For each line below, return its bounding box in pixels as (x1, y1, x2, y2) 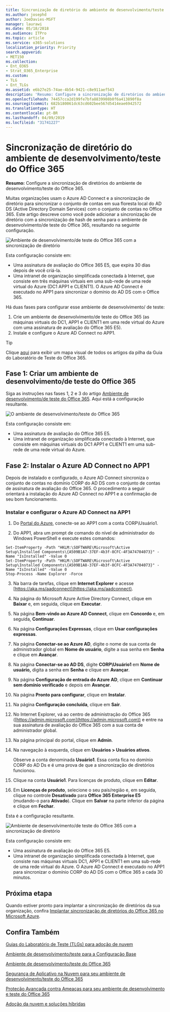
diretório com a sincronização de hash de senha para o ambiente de (6, 217, 148, 223)
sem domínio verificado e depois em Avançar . (13, 682, 111, 688)
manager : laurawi (6, 21, 42, 27)
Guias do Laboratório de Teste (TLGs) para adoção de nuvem (6, 941, 133, 947)
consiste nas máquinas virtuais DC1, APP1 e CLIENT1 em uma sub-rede (13, 859, 161, 865)
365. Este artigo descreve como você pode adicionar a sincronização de (6, 211, 156, 217)
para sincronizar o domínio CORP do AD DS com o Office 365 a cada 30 (13, 869, 163, 875)
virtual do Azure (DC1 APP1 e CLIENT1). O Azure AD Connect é (13, 283, 143, 289)
